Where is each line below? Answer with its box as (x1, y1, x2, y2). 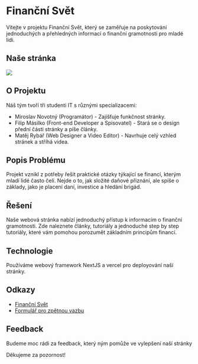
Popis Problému (6, 155, 66, 165)
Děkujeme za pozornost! (6, 351, 66, 358)
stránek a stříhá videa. (14, 138, 69, 145)
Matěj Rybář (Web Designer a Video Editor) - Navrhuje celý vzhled (14, 132, 176, 139)
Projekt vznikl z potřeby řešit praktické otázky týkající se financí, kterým (6, 171, 181, 178)
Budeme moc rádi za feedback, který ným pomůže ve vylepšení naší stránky (6, 340, 192, 347)
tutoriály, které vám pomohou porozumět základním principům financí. (6, 229, 177, 236)
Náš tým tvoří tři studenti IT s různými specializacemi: (6, 102, 137, 109)
